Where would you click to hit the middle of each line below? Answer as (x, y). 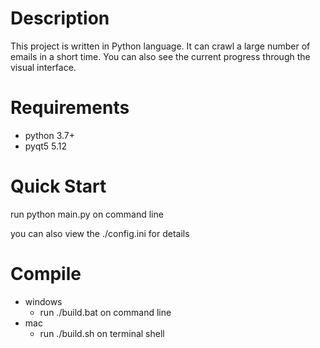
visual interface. (43, 67)
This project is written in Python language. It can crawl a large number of (160, 46)
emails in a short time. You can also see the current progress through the (160, 56)
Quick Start (58, 186)
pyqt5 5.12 (46, 146)
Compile (46, 274)
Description (60, 18)
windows (43, 301)
